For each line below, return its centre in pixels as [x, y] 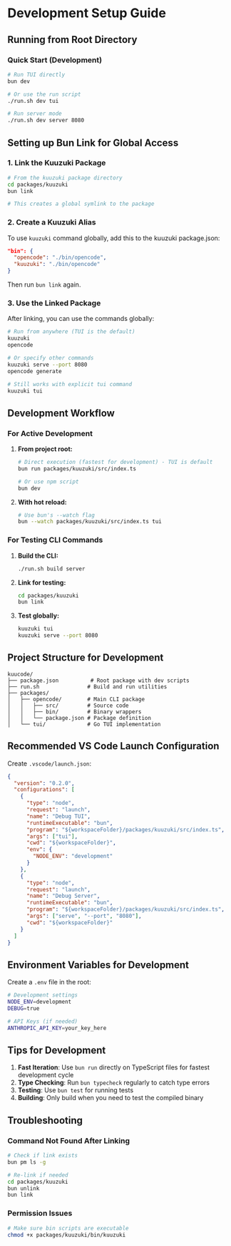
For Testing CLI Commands [55, 540]
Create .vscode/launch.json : [50, 763]
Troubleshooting [45, 1120]
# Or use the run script [44, 94]
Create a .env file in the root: [49, 982]
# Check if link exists [43, 1156]
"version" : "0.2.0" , [44, 783]
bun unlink [24, 1188]
